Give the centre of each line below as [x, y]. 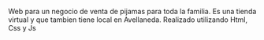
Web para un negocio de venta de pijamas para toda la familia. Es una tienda [132, 11]
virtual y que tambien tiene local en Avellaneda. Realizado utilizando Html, [128, 20]
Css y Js [22, 28]
